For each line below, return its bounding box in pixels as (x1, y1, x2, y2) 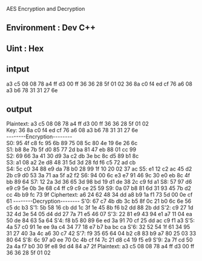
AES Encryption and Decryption (6, 5, 85, 12)
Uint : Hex (6, 43, 44, 53)
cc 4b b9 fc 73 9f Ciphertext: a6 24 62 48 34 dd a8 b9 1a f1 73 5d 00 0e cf (6, 191, 193, 198)
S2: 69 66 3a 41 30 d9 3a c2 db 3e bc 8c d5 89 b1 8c (6, 152, 139, 160)
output (6, 104, 32, 114)
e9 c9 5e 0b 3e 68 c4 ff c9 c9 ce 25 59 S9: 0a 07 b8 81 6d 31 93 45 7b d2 (6, 185, 192, 192)
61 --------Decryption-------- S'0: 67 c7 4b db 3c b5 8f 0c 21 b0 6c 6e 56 (6, 197, 192, 205)
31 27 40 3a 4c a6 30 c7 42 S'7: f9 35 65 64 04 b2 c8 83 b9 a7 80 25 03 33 (6, 230, 197, 237)
